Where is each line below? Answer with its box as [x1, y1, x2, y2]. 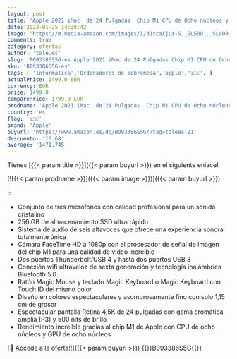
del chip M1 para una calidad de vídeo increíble [17, 248, 155, 256]
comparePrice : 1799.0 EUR [7, 96, 83, 103]
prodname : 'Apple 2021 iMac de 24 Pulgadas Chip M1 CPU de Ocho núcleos [7, 102, 232, 109]
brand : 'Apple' [7, 121, 52, 129]
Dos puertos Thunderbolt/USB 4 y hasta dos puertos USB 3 [17, 255, 191, 264]
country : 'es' [7, 109, 49, 116]
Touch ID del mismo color [17, 285, 92, 293]
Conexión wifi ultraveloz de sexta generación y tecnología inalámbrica [17, 262, 222, 272]
